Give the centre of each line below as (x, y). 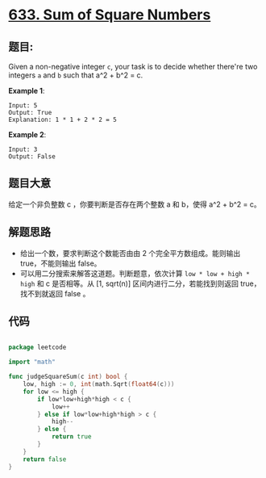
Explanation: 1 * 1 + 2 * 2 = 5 (62, 119)
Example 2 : (27, 134)
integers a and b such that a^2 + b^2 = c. (76, 75)
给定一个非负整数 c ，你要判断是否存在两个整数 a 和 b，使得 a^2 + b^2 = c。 (135, 204)
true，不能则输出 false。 (60, 263)
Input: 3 (23, 149)
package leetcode (37, 348)
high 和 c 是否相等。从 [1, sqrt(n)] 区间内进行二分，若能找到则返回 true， (140, 283)
